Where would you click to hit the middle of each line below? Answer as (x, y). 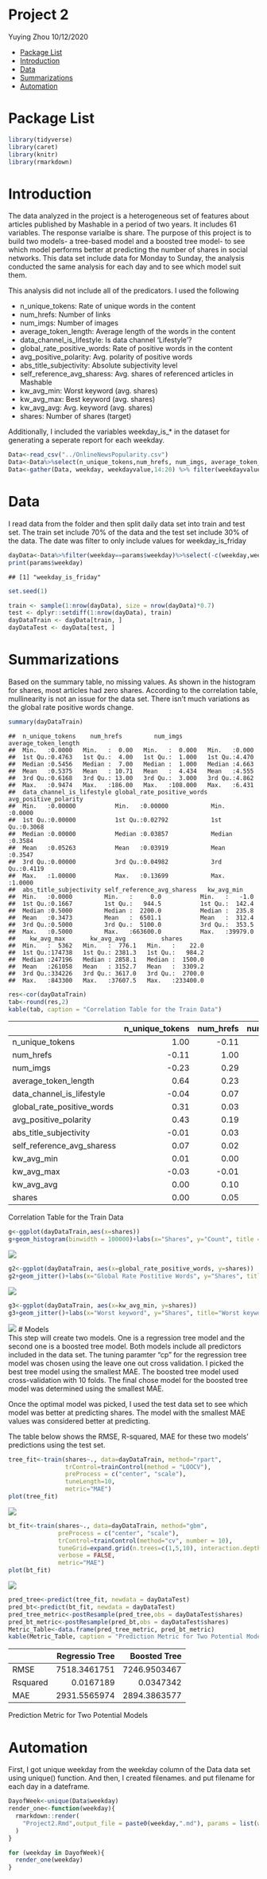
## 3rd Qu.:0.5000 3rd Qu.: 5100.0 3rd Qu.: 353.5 (131, 924)
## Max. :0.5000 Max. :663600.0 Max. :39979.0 (131, 932)
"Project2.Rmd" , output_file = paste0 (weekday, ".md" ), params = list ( (140, 1823)
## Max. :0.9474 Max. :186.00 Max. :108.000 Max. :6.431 (131, 785)
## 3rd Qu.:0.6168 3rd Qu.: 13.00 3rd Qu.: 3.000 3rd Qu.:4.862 (131, 778)
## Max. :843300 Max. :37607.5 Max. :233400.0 (106, 980)
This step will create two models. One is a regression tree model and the (126, 1337)
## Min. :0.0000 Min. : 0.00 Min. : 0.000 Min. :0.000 (131, 750)
